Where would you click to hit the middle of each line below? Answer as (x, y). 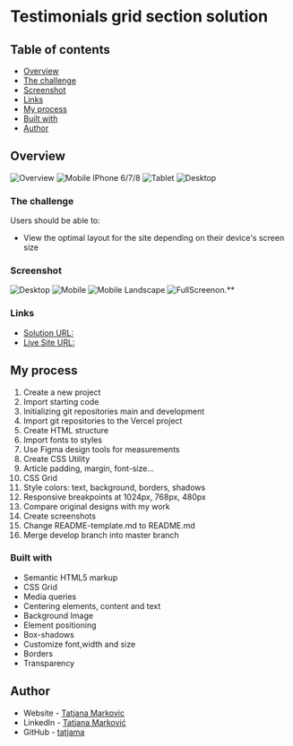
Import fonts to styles (62, 440)
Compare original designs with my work (96, 506)
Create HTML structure (66, 430)
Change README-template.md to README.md (109, 525)
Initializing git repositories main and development (114, 411)
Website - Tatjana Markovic (73, 713)
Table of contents (60, 50)
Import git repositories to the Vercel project (103, 420)
